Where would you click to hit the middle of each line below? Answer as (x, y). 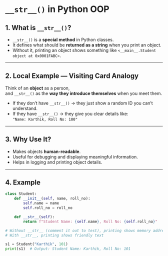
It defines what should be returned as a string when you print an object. (87, 45)
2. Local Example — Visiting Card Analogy (72, 76)
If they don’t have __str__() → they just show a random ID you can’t (83, 103)
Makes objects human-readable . (46, 151)
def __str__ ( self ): (34, 217)
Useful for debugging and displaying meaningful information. (75, 156)
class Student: (21, 194)
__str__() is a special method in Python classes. (63, 39)
